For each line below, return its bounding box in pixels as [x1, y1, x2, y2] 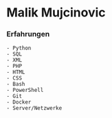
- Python [6, 45, 32, 52]
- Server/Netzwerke [6, 105, 63, 112]
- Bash [6, 81, 25, 88]
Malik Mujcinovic [6, 5, 106, 21]
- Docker [6, 99, 32, 106]
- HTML [6, 69, 25, 76]
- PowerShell [6, 87, 44, 94]
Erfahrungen [6, 29, 50, 39]
